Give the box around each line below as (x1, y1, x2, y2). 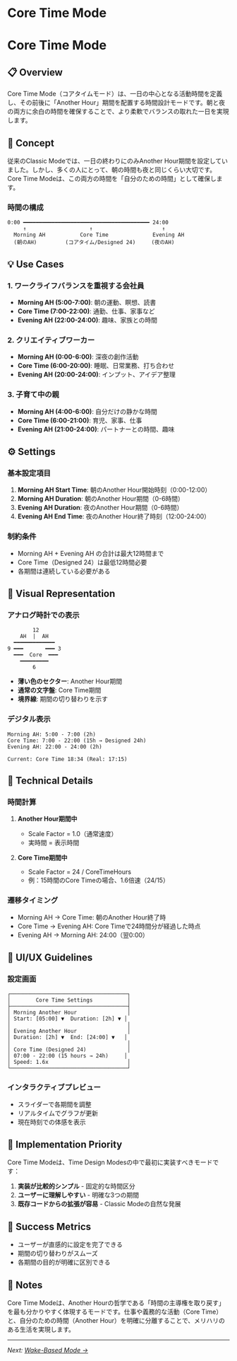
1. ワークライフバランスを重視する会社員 (7, 281, 145, 291)
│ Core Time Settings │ (7, 997, 131, 1004)
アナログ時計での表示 (7, 610, 80, 620)
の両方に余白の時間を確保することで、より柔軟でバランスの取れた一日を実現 (7, 108, 229, 116)
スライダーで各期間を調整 (17, 1100, 92, 1108)
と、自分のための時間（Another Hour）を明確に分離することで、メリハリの (7, 1316, 226, 1324)
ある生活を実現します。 (7, 1325, 75, 1333)
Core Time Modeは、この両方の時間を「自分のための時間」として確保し (7, 175, 217, 183)
